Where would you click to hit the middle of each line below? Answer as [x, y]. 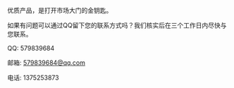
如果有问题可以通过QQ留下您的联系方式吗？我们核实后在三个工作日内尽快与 [117, 25]
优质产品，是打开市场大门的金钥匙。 [60, 10]
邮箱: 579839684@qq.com [47, 63]
